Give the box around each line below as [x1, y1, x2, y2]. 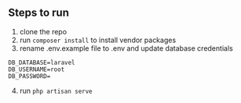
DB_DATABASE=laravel [8, 59, 76, 66]
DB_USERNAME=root [8, 66, 65, 73]
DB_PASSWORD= [8, 72, 51, 80]
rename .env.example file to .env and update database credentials [19, 43, 233, 53]
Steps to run [8, 6, 69, 20]
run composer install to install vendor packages [19, 35, 177, 44]
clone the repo [19, 27, 68, 36]
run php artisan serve [19, 86, 93, 95]
